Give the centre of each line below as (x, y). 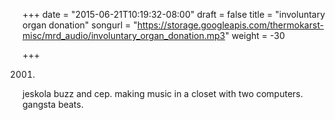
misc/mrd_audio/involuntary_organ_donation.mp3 (124, 35)
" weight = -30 (255, 35)
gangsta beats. (53, 104)
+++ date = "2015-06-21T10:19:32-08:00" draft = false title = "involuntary (174, 14)
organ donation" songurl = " (80, 25)
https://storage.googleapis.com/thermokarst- (230, 25)
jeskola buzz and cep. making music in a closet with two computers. (163, 93)
